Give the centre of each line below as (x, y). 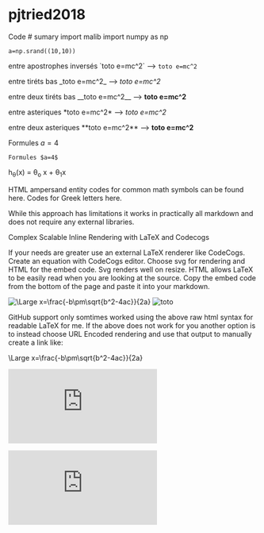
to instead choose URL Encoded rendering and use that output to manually (130, 334)
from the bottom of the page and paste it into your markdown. (109, 286)
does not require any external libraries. (71, 222)
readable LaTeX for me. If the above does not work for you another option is (132, 325)
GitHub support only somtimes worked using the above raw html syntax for (131, 317)
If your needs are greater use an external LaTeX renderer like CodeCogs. (127, 253)
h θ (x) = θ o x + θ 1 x (37, 173)
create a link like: (36, 342)
